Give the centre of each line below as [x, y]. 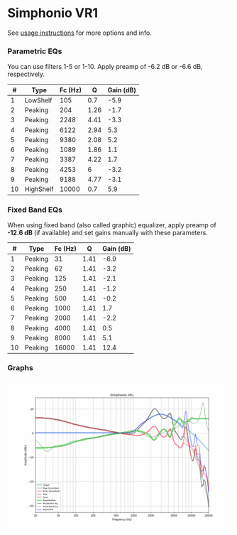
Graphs [20, 368]
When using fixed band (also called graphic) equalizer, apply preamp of [112, 225]
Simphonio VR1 [53, 13]
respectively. [26, 74]
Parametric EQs [35, 51]
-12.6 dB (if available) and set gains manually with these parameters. [108, 233]
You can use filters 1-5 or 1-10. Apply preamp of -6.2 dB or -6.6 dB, [105, 67]
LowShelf [38, 100]
